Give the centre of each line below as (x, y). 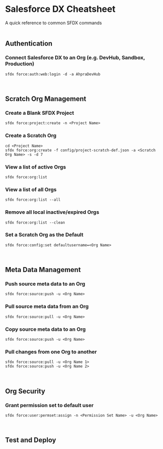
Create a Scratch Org (31, 135)
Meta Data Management (43, 270)
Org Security (25, 391)
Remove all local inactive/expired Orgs (52, 212)
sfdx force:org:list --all (33, 200)
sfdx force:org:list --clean (35, 223)
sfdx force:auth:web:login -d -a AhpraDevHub (53, 74)
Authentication (29, 44)
